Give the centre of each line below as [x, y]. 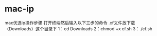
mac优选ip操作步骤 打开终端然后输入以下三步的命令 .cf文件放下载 [70, 23]
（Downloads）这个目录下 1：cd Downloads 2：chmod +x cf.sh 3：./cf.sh [78, 29]
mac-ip [19, 9]
